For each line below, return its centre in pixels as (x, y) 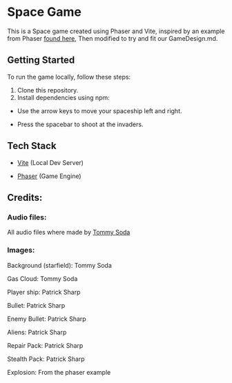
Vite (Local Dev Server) (50, 162)
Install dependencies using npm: (64, 97)
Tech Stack (32, 146)
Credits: (25, 197)
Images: (21, 251)
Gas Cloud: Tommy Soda (42, 278)
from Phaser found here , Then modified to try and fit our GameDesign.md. (113, 38)
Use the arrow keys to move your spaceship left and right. (99, 110)
